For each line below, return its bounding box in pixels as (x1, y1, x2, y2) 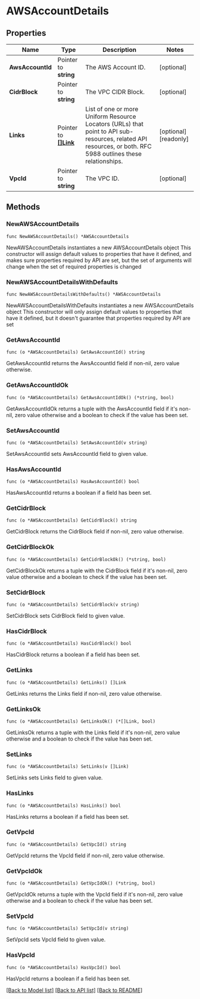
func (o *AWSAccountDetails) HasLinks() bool (6, 803, 121, 809)
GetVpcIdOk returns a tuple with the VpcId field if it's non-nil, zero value (6, 891, 183, 898)
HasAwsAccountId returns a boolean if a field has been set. (6, 489, 152, 497)
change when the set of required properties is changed (6, 263, 142, 270)
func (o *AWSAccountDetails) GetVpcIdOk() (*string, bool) (6, 880, 156, 887)
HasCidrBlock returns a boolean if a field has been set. (6, 651, 140, 658)
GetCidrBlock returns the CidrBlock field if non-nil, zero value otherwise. (6, 528, 185, 535)
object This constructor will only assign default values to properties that (6, 308, 183, 315)
